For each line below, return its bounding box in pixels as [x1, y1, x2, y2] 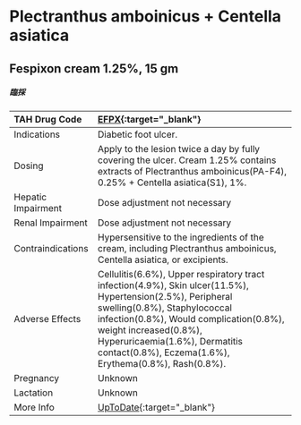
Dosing [13, 159, 44, 172]
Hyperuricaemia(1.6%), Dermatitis [97, 335, 244, 347]
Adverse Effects [13, 312, 82, 325]
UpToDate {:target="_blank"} [97, 401, 216, 413]
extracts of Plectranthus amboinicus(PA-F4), [97, 165, 288, 177]
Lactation [13, 387, 54, 399]
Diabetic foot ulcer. [97, 128, 178, 140]
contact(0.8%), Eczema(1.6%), [97, 346, 230, 359]
